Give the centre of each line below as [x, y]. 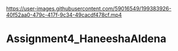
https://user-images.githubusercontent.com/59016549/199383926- [89, 9]
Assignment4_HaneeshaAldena [86, 39]
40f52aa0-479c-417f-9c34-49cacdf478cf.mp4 [64, 15]
